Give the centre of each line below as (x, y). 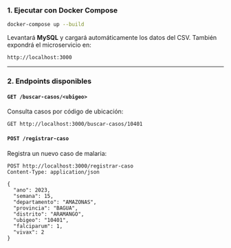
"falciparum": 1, (38, 226)
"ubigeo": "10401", (41, 220)
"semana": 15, (33, 196)
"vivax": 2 (29, 232)
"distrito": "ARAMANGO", (49, 214)
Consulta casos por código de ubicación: (65, 111)
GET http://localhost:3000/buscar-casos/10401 (75, 124)
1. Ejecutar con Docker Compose (63, 10)
